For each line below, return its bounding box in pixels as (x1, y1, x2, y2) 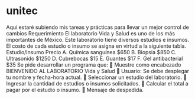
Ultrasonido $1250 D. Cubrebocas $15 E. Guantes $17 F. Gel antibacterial (6, 55, 183, 62)
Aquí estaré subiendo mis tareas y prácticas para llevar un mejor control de (6, 24, 189, 31)
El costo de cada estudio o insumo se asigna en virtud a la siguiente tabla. (6, 42, 186, 49)
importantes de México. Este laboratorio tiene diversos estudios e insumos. (6, 36, 190, 43)
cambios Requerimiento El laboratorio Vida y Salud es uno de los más (6, 29, 175, 37)
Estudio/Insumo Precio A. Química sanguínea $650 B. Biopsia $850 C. (6, 48, 177, 55)
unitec (6, 4, 38, 18)
